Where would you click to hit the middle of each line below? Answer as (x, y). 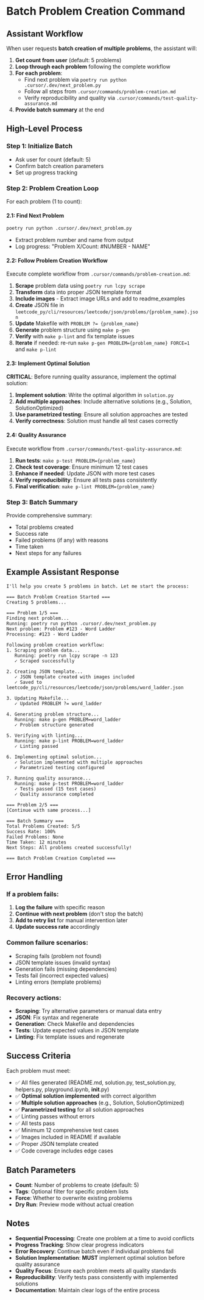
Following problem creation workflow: (55, 645)
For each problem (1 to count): (44, 201)
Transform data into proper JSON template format (78, 292)
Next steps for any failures (48, 553)
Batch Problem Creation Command (96, 11)
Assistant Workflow (45, 34)
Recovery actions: (34, 998)
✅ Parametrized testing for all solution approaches (79, 1109)
